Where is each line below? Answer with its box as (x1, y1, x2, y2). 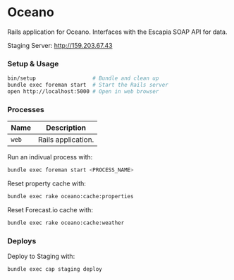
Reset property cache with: (7, 179, 87, 188)
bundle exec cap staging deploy (7, 266, 102, 273)
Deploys (7, 236, 37, 245)
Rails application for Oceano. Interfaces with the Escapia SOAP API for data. (7, 28, 228, 36)
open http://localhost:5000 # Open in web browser (7, 87, 159, 95)
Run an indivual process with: (7, 153, 93, 162)
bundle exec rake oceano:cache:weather (7, 219, 125, 226)
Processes (7, 104, 44, 114)
